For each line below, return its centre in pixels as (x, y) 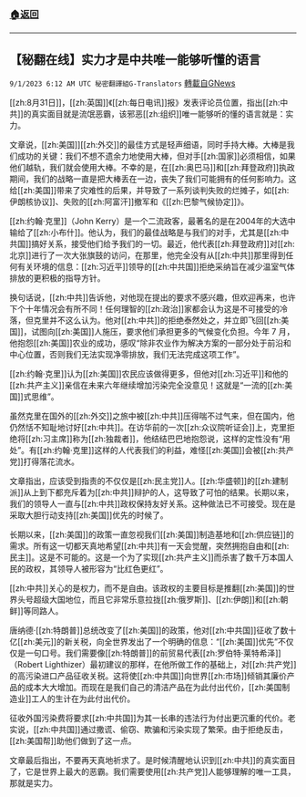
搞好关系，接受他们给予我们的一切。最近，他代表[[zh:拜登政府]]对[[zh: (163, 244)
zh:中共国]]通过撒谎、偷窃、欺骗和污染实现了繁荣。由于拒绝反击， (164, 730)
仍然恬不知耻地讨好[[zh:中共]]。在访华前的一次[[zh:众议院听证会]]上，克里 (148, 428)
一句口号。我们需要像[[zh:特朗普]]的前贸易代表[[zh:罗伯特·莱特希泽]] (153, 653)
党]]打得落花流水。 (45, 461)
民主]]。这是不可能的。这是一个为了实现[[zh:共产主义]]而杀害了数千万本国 (148, 557)
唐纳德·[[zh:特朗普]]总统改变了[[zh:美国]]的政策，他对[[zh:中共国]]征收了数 (149, 630)
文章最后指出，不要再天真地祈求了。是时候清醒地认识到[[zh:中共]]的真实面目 (153, 761)
